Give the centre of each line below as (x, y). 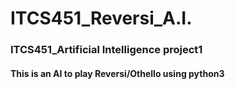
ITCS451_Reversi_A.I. (101, 18)
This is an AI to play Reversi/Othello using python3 (117, 73)
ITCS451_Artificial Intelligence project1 (106, 50)
